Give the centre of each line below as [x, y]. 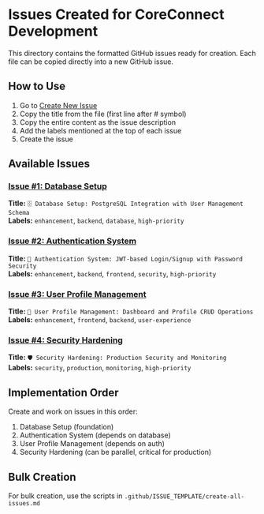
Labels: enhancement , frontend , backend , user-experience [100, 320]
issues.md [24, 503]
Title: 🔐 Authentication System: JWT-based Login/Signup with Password [125, 258]
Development [53, 31]
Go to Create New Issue [58, 105]
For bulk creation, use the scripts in [65, 496]
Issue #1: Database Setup [58, 186]
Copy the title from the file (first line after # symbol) [103, 114]
